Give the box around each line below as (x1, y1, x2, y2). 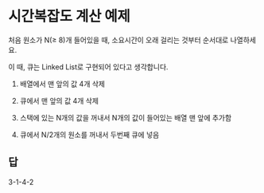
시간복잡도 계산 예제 (8, 7, 131, 26)
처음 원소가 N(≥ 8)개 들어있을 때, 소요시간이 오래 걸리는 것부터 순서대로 (8, 35, 229, 45)
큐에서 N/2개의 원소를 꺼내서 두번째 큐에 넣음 (19, 129, 160, 140)
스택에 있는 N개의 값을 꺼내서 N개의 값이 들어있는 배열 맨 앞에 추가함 (19, 112, 232, 122)
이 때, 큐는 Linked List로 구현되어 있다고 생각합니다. (8, 61, 169, 72)
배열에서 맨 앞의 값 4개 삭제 (19, 79, 106, 89)
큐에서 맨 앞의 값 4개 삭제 (19, 96, 99, 105)
